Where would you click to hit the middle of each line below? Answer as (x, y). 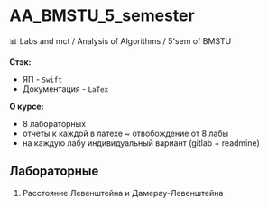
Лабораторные (54, 171)
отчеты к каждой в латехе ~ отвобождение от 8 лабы (125, 133)
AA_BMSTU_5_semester (102, 16)
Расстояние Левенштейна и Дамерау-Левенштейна (123, 193)
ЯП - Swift (42, 79)
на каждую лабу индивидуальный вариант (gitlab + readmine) (141, 143)
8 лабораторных (54, 123)
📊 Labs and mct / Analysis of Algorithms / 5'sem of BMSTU (120, 40)
